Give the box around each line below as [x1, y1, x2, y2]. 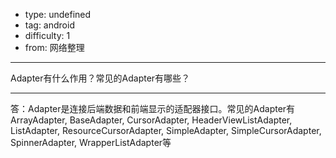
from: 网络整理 [24, 42, 85, 53]
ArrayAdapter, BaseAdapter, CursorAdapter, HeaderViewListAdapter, [10, 114, 293, 126]
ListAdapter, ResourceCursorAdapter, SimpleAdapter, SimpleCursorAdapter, [10, 125, 322, 136]
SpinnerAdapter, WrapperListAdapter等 [10, 137, 172, 148]
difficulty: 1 [24, 30, 71, 41]
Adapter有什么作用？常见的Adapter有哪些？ [10, 72, 191, 84]
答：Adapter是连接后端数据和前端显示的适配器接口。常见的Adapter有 [10, 103, 296, 114]
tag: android [24, 19, 75, 31]
